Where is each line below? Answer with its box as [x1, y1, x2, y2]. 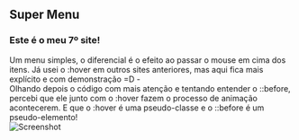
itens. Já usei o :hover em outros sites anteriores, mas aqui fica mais [9, 64, 264, 74]
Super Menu [9, 7, 80, 22]
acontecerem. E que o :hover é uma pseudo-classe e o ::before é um [9, 102, 265, 113]
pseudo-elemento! [9, 111, 78, 122]
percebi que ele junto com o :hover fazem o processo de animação [9, 92, 258, 103]
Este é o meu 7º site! [9, 34, 101, 47]
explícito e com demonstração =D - [9, 74, 141, 84]
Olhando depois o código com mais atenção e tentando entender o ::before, [9, 83, 291, 93]
